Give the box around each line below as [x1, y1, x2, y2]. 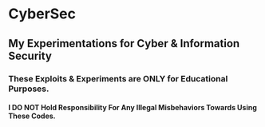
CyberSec [8, 5, 77, 23]
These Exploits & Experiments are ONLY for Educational [8, 73, 228, 84]
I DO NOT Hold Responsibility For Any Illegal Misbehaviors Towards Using [8, 103, 257, 113]
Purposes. [8, 83, 49, 94]
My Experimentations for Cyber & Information [8, 37, 240, 50]
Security [8, 49, 52, 62]
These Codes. [8, 111, 56, 121]
